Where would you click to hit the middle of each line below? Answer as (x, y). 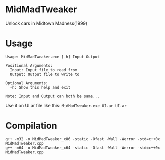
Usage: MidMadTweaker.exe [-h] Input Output (52, 57)
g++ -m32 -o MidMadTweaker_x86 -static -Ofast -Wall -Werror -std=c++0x (83, 139)
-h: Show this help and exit (40, 87)
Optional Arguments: (27, 83)
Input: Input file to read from (44, 70)
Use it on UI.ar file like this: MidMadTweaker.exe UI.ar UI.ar (66, 105)
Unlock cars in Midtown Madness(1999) (46, 23)
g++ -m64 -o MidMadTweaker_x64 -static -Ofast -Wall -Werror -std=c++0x (83, 148)
